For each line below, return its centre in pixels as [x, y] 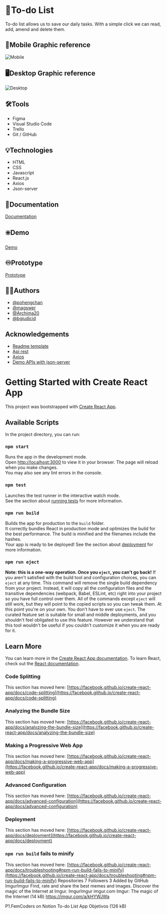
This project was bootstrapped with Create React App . [61, 407]
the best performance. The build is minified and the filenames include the [81, 534]
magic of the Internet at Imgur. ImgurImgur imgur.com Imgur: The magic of [82, 891]
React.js [21, 178]
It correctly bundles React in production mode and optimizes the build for [80, 528]
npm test [16, 485]
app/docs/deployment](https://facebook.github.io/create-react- [71, 836]
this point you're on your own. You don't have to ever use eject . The [75, 609]
